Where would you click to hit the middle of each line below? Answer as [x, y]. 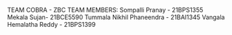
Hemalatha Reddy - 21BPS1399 [51, 24]
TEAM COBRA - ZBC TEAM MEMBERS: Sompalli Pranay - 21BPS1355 [105, 10]
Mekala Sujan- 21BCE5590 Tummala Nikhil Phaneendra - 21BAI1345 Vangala [116, 17]
